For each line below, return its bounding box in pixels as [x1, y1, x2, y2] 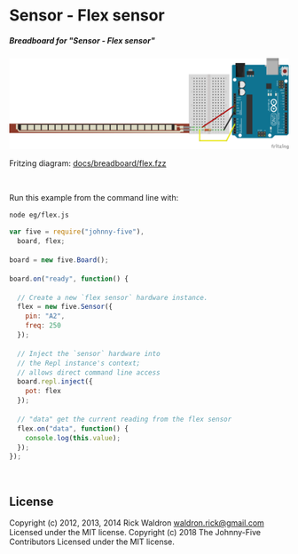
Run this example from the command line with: [9, 192, 179, 202]
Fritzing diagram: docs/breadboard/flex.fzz [9, 157, 167, 169]
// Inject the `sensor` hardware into [17, 349, 161, 358]
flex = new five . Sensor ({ [17, 303, 114, 312]
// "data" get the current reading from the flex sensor [17, 415, 232, 423]
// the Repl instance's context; [17, 359, 141, 368]
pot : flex [25, 387, 62, 396]
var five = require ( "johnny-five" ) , [9, 227, 145, 236]
